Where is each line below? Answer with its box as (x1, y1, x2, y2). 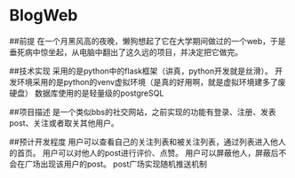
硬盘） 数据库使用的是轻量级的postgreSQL (9, 88, 164, 98)
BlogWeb (9, 5, 78, 26)
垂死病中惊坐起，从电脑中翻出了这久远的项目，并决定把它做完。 (9, 46, 243, 58)
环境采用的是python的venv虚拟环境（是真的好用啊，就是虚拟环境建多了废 (16, 76, 286, 87)
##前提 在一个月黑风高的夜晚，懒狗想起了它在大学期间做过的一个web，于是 (9, 35, 286, 46)
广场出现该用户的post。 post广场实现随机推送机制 (24, 159, 207, 169)
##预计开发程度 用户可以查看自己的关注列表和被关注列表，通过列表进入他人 (9, 136, 286, 147)
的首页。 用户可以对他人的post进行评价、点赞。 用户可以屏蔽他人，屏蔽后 (9, 147, 279, 158)
